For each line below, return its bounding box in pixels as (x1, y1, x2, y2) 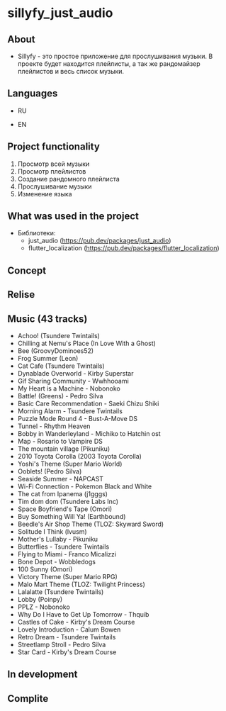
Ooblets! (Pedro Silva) (17, 467, 82, 476)
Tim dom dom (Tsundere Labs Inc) (17, 498, 119, 506)
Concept (7, 264, 47, 276)
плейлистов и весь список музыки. (17, 67, 125, 75)
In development (7, 668, 78, 681)
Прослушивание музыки (17, 182, 92, 191)
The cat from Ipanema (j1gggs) (17, 490, 108, 498)
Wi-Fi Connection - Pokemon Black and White (17, 482, 152, 491)
